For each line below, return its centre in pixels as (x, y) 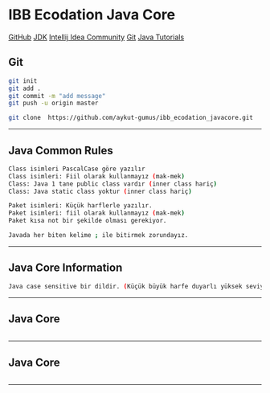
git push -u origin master (53, 103)
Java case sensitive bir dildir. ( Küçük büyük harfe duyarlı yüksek (125, 286)
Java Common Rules (61, 150)
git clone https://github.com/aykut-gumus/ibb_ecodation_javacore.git (131, 118)
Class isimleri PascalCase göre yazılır (77, 169)
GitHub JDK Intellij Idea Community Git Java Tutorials (96, 37)
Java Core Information (65, 268)
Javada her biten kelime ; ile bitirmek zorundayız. (98, 235)
